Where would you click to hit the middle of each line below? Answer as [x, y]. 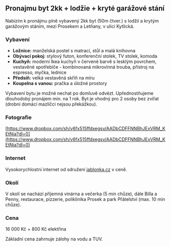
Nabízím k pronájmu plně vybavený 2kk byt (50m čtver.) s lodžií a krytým [82, 20]
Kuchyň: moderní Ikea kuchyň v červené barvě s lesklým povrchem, [84, 61]
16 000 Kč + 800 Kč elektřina [36, 229]
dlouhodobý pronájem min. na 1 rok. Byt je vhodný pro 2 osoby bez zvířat [82, 99]
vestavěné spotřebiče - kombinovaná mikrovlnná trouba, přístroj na [83, 67]
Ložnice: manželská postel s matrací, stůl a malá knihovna [74, 51]
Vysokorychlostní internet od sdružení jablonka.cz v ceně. [66, 169]
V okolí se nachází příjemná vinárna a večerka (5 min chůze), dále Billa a [81, 194]
